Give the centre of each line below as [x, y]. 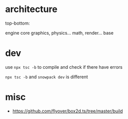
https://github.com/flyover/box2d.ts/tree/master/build [68, 111]
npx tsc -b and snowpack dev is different [47, 77]
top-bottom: [17, 23]
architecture [31, 9]
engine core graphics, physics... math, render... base [59, 33]
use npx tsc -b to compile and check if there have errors [64, 67]
